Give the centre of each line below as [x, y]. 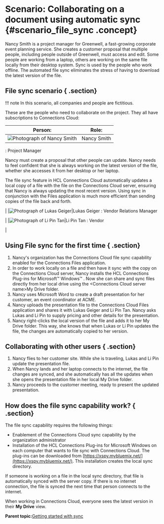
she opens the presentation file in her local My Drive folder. [73, 380]
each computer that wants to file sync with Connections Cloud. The [81, 451]
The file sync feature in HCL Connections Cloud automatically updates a [79, 180]
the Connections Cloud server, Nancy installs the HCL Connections [81, 273]
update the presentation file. [41, 364]
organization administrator [39, 440]
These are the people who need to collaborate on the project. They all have [82, 112]
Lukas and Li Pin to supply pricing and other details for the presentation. [86, 315]
